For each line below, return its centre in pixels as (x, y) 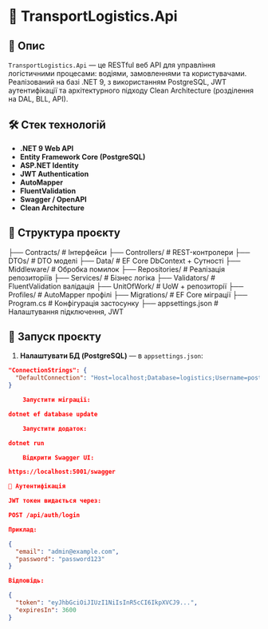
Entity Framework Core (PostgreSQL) (83, 157)
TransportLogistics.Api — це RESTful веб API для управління (112, 65)
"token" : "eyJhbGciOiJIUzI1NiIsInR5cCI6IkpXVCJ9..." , (106, 603)
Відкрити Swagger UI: (58, 458)
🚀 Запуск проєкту (55, 337)
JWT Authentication (54, 173)
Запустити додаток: (55, 428)
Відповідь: (26, 581)
